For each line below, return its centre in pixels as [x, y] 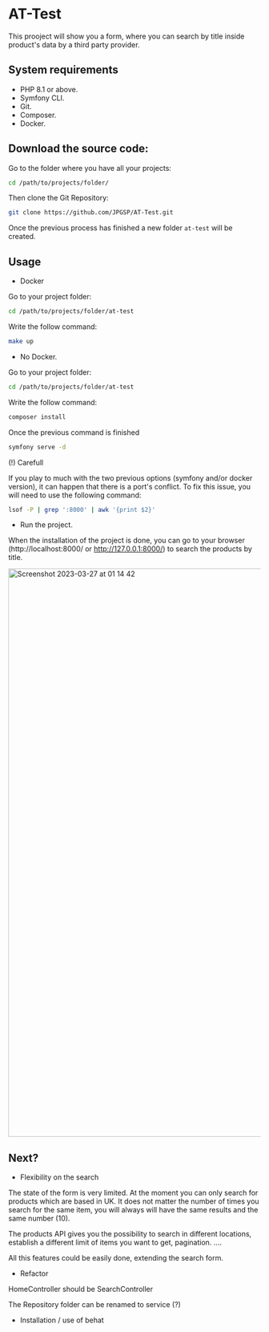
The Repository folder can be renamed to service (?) [95, 1305]
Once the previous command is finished [74, 432]
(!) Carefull [26, 462]
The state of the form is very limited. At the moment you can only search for [133, 1193]
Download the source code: [78, 149]
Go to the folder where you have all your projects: [90, 168]
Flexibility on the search [59, 1177]
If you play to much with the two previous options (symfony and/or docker [130, 477]
